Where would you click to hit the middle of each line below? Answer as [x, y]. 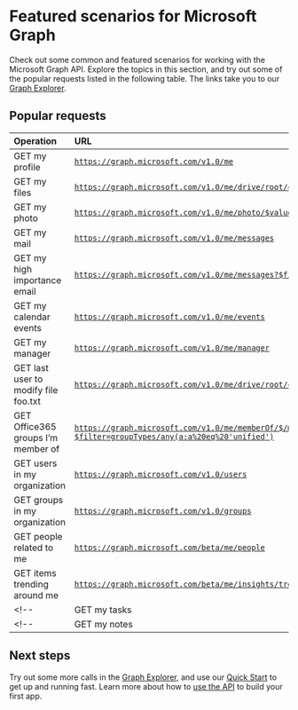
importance [38, 280]
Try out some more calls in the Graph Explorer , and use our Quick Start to [143, 677]
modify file [36, 390]
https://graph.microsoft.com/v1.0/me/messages [174, 238]
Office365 [35, 426]
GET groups [39, 500]
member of [37, 448]
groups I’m [36, 438]
